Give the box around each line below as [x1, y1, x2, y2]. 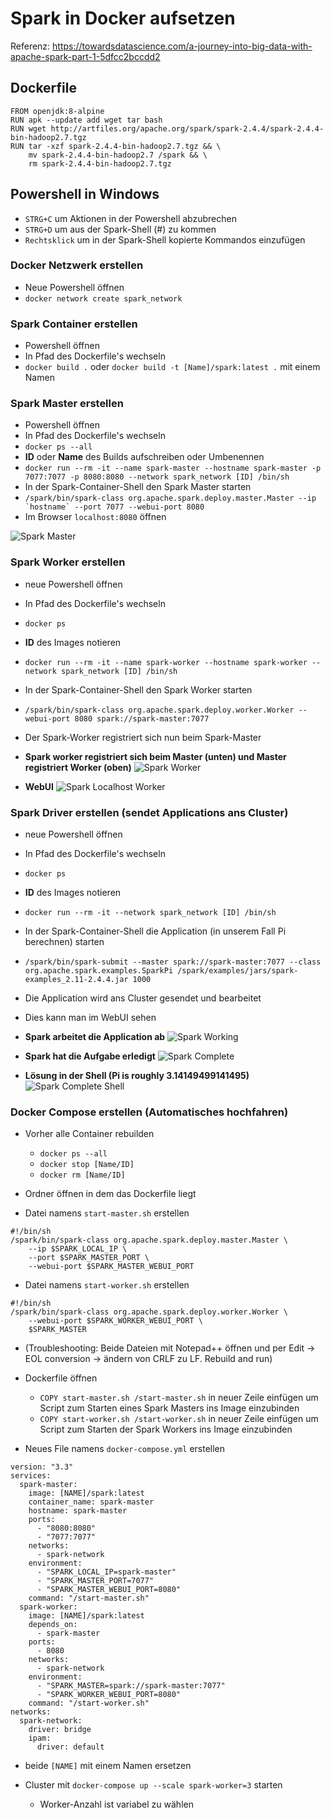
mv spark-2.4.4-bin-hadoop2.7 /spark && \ [28, 150, 208, 160]
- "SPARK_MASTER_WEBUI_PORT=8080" [36, 1585, 182, 1595]
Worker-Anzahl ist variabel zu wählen [39, 1798, 194, 1811]
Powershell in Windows [10, 186, 160, 203]
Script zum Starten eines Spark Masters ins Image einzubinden [39, 1402, 300, 1414]
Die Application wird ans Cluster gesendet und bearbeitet [24, 992, 262, 1004]
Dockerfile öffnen [24, 1372, 98, 1384]
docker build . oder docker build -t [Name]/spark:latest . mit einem [24, 361, 321, 373]
